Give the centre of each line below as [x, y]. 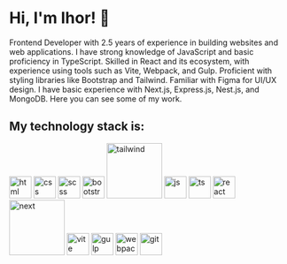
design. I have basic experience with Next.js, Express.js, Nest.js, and [134, 89]
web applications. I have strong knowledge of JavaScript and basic [132, 51]
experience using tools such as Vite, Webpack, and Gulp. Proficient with [141, 71]
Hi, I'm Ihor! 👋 [60, 18]
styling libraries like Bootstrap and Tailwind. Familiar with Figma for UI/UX [143, 79]
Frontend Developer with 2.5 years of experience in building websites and [144, 42]
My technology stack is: [77, 127]
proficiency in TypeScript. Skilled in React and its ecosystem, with [129, 61]
